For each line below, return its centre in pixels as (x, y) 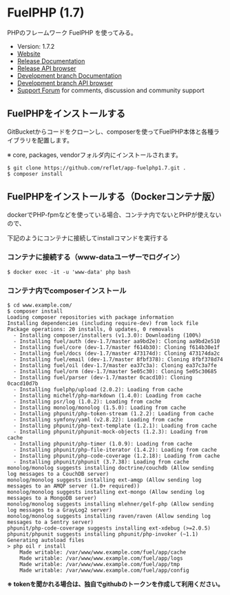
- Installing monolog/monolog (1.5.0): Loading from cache (100, 408)
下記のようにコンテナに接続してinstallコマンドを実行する (88, 238)
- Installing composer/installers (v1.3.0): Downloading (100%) (107, 335)
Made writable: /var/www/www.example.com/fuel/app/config (104, 571)
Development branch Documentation (69, 75)
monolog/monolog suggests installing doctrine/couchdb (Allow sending (111, 468)
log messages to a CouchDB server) (58, 474)
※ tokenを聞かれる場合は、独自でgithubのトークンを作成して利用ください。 (115, 584)
